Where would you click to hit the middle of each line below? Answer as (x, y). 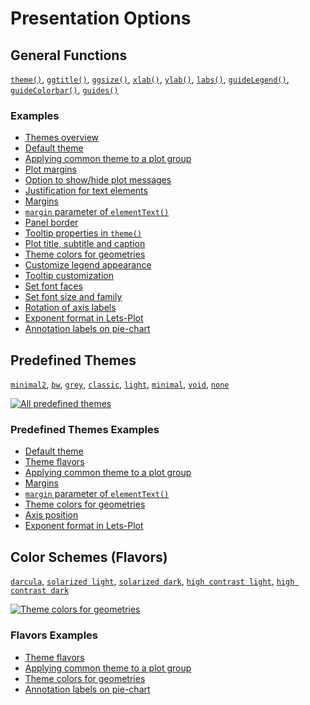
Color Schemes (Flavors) (89, 557)
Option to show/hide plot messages (98, 180)
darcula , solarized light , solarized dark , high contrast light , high (152, 581)
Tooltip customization (69, 276)
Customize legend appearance (88, 265)
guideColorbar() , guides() (64, 90)
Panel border (51, 223)
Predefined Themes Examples (85, 430)
